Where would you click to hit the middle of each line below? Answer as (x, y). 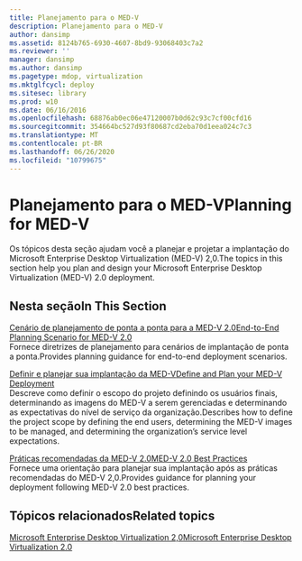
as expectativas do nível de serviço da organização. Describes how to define (151, 412)
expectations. (35, 441)
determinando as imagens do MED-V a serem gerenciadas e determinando (148, 403)
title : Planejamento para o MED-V (74, 18)
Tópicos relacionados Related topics (112, 515)
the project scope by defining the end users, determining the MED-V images (151, 422)
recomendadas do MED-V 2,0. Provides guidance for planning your (133, 478)
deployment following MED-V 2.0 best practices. (100, 487)
